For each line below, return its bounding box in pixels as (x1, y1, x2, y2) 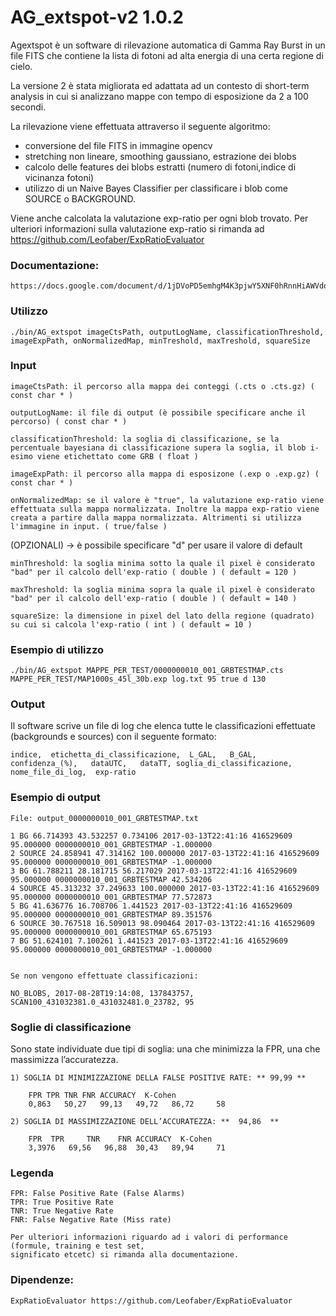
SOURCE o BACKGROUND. (24, 192, 136, 205)
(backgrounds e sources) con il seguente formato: (10, 731, 217, 743)
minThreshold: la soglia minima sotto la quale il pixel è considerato (10, 558, 315, 568)
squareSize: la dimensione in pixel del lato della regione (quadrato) (10, 611, 315, 621)
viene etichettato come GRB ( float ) (36, 451, 199, 461)
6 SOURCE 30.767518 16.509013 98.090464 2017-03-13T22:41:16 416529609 (10, 918, 315, 928)
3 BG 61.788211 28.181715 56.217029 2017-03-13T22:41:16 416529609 (10, 866, 298, 876)
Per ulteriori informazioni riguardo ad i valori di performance (10, 1232, 288, 1243)
